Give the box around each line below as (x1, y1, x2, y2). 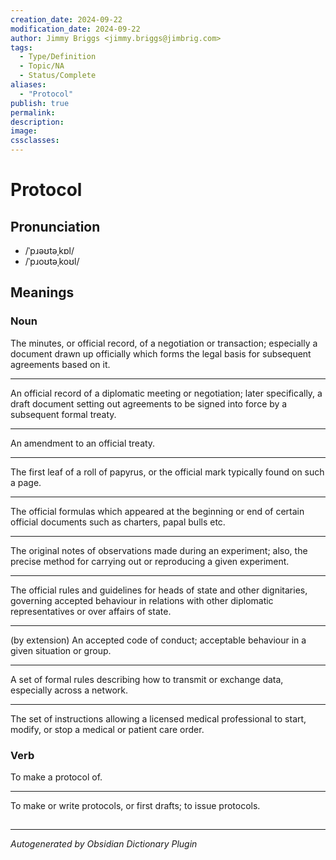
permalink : (10, 107, 56, 118)
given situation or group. (10, 644, 112, 656)
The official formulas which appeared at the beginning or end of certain (10, 505, 305, 517)
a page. (10, 476, 42, 488)
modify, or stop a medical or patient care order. (10, 723, 205, 735)
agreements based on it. (10, 358, 111, 370)
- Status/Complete (19, 71, 97, 81)
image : (10, 126, 38, 136)
